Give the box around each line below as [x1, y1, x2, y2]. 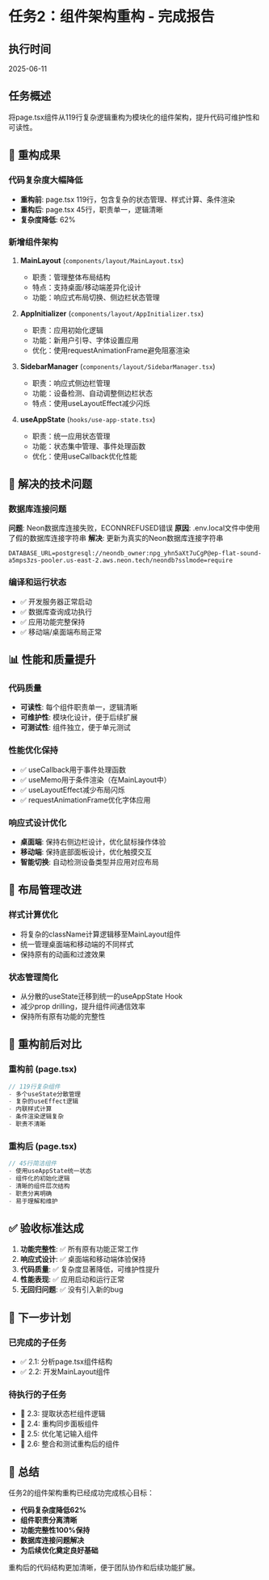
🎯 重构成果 [8, 149, 61, 162]
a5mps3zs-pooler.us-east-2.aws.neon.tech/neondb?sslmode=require [8, 556, 233, 565]
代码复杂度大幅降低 [8, 174, 83, 186]
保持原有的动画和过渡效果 [19, 949, 106, 959]
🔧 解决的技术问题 [8, 477, 93, 491]
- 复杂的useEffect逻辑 [8, 1097, 79, 1106]
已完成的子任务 [8, 1337, 67, 1348]
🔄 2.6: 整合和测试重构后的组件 [19, 1439, 120, 1449]
